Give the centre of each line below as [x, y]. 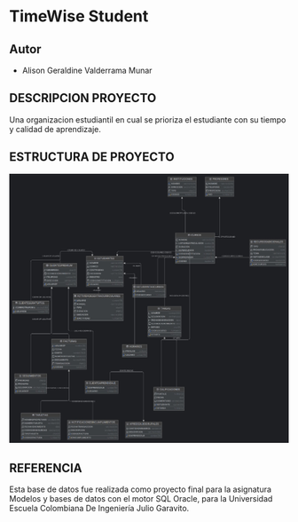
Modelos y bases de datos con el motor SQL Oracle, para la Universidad [141, 499]
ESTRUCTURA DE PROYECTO [92, 157]
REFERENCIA [46, 468]
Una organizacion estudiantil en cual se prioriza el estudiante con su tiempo [148, 119]
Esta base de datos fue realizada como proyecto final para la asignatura [141, 489]
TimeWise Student [79, 16]
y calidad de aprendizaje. [55, 129]
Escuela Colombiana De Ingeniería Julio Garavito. [99, 509]
